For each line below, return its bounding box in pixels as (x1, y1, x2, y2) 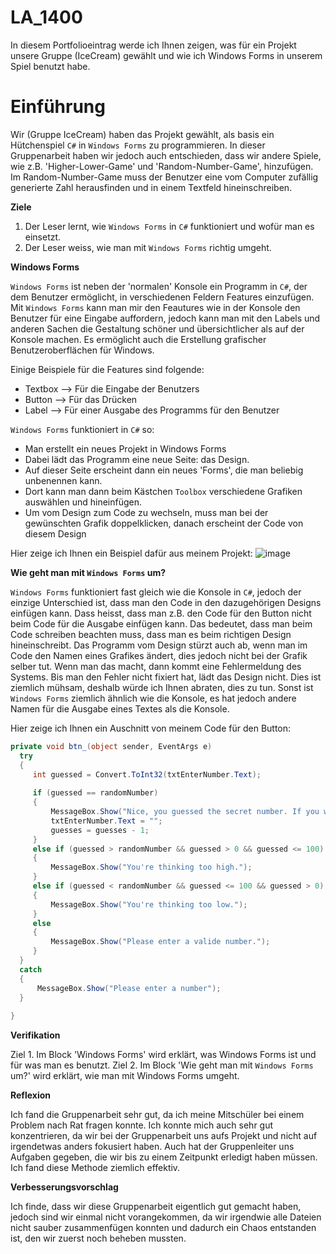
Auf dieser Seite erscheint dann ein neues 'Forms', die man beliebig (24, 464, 304, 476)
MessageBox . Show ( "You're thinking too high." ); (50, 862, 253, 873)
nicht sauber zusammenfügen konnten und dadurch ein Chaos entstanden (10, 1222, 317, 1234)
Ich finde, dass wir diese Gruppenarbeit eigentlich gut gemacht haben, (10, 1201, 302, 1213)
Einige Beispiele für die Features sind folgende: (10, 363, 205, 375)
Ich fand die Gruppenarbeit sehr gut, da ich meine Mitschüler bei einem (10, 1109, 305, 1121)
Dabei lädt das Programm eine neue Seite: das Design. (24, 453, 250, 465)
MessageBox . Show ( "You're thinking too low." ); (50, 899, 248, 910)
